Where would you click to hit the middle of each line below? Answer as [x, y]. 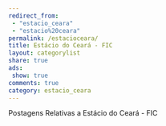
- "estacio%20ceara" [46, 30]
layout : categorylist [45, 53]
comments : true [34, 83]
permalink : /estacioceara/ [53, 38]
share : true [28, 61]
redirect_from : [34, 16]
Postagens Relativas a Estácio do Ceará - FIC [83, 113]
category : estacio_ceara [50, 90]
